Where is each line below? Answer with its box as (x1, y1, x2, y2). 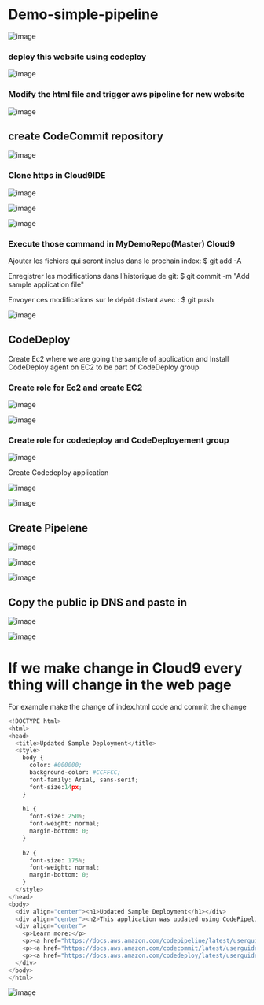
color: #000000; (28, 762, 82, 770)
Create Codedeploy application (8, 468, 109, 477)
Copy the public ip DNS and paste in (8, 595, 187, 609)
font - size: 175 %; (28, 856, 86, 864)
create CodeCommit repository (8, 129, 163, 143)
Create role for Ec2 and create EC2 (8, 382, 143, 393)
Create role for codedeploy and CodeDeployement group (8, 435, 229, 446)
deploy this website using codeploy (8, 51, 147, 62)
